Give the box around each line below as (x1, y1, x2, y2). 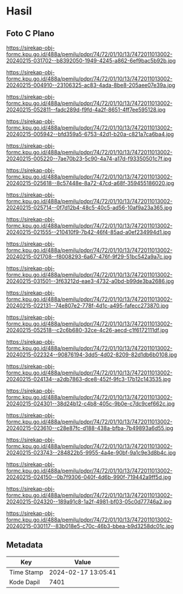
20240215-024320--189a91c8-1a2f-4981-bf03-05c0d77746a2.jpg (6, 498, 172, 505)
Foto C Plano (6, 28, 55, 39)
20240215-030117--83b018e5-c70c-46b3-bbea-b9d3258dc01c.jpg (6, 523, 174, 529)
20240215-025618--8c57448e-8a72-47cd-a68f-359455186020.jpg (6, 180, 175, 186)
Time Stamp (9, 568, 44, 577)
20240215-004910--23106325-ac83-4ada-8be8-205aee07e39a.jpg (6, 81, 176, 89)
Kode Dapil (9, 578, 40, 586)
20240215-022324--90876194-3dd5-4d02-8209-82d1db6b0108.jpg (6, 351, 177, 358)
